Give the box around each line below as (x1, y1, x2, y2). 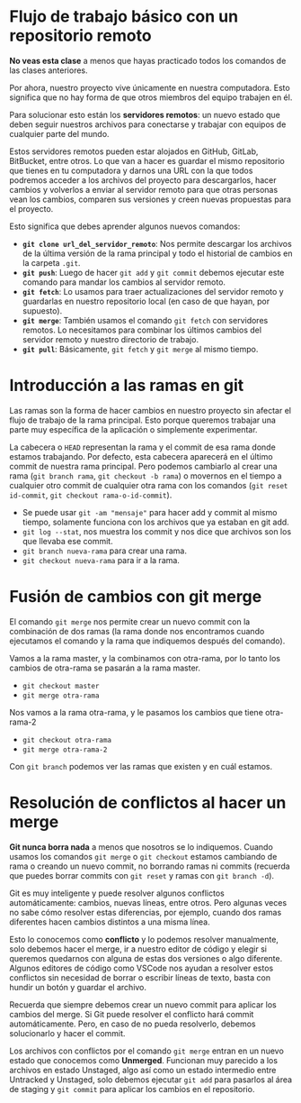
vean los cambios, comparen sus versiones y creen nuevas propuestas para (9, 194, 292, 205)
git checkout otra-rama (22, 735, 112, 744)
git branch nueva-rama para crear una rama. (22, 545, 187, 556)
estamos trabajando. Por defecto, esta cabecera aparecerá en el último (9, 451, 273, 461)
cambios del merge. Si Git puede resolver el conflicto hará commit (9, 1008, 254, 1019)
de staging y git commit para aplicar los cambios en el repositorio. (9, 1083, 255, 1094)
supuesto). (22, 305, 63, 316)
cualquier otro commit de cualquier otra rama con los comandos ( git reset (9, 479, 288, 490)
